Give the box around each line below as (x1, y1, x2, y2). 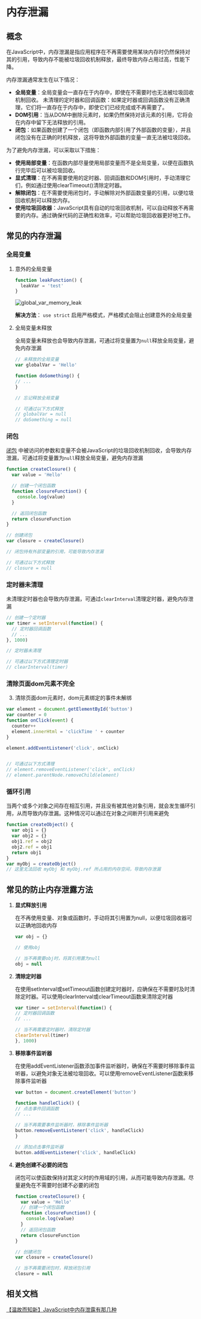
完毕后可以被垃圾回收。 (20, 167, 79, 174)
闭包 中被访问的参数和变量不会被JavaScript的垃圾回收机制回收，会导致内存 (6, 447, 192, 454)
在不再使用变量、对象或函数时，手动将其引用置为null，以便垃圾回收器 (14, 914, 187, 921)
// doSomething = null (14, 417, 72, 423)
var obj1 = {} (11, 827, 47, 834)
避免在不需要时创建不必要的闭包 (20, 1181, 100, 1188)
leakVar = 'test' (20, 283, 64, 289)
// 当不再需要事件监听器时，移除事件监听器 (14, 1122, 109, 1128)
